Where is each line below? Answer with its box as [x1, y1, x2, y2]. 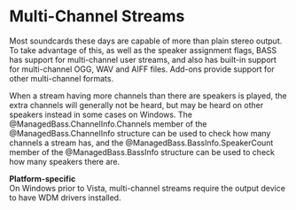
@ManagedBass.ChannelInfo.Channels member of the [9, 118, 207, 129]
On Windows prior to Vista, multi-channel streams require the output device [9, 183, 286, 193]
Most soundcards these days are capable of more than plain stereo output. [9, 35, 283, 46]
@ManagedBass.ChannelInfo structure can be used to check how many [9, 128, 271, 138]
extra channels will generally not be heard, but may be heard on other [9, 99, 264, 110]
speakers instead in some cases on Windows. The [9, 109, 193, 120]
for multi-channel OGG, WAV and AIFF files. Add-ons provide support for [9, 64, 275, 74]
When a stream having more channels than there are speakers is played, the [9, 90, 287, 101]
